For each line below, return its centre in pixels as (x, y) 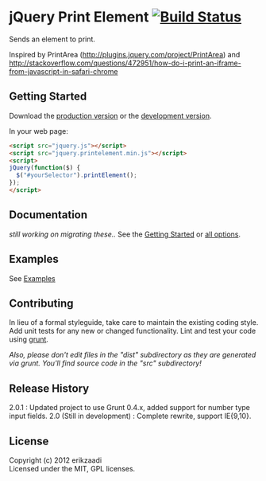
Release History (49, 388)
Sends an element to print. (52, 39)
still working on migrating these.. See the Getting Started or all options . (125, 234)
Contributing (41, 303)
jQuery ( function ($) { (45, 168)
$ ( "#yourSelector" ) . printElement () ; (77, 175)
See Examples (32, 278)
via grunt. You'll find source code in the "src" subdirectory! (105, 363)
